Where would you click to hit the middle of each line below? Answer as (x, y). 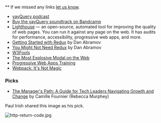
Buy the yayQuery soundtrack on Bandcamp (56, 22)
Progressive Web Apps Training (44, 63)
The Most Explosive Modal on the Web (51, 58)
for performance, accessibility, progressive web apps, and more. (77, 37)
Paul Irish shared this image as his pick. (45, 106)
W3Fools (21, 53)
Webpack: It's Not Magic (37, 68)
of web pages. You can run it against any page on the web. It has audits (84, 32)
